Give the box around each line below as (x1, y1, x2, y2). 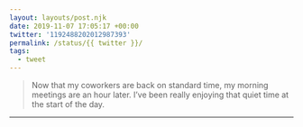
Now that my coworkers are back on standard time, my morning (31, 80, 269, 90)
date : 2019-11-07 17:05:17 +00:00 (9, 22, 140, 31)
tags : (9, 47, 30, 56)
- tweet (17, 55, 47, 64)
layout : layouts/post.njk (9, 13, 106, 23)
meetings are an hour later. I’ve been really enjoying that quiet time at (31, 89, 289, 100)
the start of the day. (31, 99, 106, 109)
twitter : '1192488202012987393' (9, 30, 131, 39)
